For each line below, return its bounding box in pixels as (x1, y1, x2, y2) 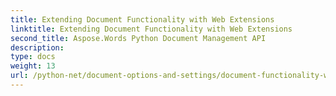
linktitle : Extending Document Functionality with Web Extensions (10, 24, 293, 34)
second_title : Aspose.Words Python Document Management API (10, 33, 267, 43)
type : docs (10, 52, 56, 62)
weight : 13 (10, 61, 56, 71)
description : (10, 42, 65, 53)
